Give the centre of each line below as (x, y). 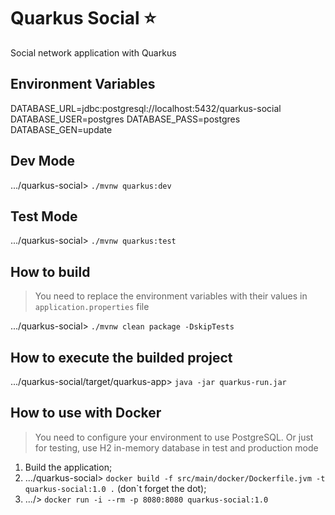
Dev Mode (43, 161)
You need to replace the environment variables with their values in (171, 296)
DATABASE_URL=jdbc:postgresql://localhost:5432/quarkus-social (146, 108)
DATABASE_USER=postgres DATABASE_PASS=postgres (125, 119)
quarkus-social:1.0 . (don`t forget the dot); (115, 488)
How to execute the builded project (121, 357)
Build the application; (68, 467)
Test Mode (44, 216)
